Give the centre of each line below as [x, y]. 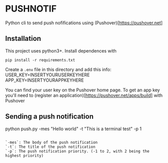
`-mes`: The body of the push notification [52, 142]
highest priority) [24, 155]
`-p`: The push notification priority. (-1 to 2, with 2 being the [77, 151]
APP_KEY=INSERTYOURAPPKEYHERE [45, 80]
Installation [23, 39]
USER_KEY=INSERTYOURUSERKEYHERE [48, 75]
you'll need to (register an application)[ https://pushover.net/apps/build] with [84, 95]
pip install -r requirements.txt [40, 60]
